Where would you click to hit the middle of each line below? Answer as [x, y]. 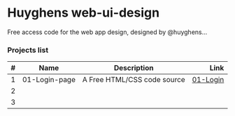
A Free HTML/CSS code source [134, 80]
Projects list [28, 50]
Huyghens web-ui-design [83, 13]
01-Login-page [49, 80]
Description [134, 68]
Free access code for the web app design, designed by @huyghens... [107, 32]
